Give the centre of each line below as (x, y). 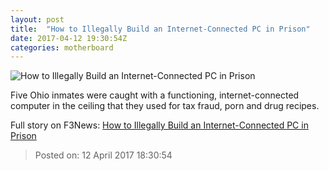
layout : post (37, 19)
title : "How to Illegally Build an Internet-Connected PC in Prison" (160, 29)
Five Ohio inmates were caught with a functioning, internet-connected (155, 95)
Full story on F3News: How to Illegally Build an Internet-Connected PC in (159, 125)
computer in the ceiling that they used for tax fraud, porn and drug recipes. (165, 106)
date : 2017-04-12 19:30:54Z (69, 38)
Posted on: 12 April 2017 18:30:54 (103, 155)
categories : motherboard (62, 47)
